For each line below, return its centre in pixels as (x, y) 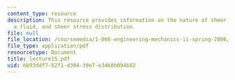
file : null (23, 33)
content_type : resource (42, 14)
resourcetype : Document (42, 53)
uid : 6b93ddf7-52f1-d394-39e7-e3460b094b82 (72, 65)
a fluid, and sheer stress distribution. (75, 26)
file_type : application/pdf (48, 46)
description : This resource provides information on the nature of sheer (117, 20)
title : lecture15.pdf (39, 59)
